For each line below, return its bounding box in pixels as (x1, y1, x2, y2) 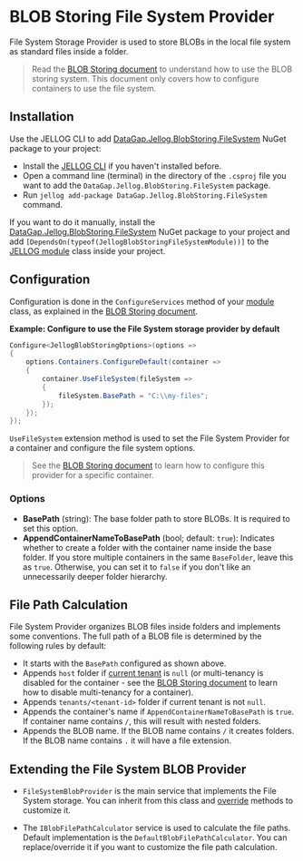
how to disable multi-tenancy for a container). (22, 687, 194, 698)
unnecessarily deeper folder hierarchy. (22, 571, 168, 582)
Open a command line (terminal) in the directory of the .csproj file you (22, 170, 288, 181)
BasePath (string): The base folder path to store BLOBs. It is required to (22, 513, 290, 523)
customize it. (22, 805, 71, 816)
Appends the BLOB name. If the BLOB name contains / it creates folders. (22, 726, 295, 737)
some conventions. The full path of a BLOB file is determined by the (9, 631, 262, 641)
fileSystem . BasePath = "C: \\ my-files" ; (57, 391, 209, 400)
